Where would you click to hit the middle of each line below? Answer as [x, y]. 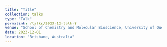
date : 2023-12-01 [23, 32]
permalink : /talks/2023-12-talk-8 [41, 23]
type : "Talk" [19, 19]
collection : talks [24, 14]
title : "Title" [21, 10]
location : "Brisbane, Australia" [40, 37]
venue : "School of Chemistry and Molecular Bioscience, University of [80, 28]
